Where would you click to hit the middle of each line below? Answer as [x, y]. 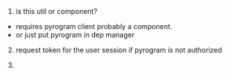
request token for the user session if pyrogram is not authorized [119, 50]
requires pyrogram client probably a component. [94, 26]
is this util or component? [57, 11]
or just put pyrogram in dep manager [75, 35]
